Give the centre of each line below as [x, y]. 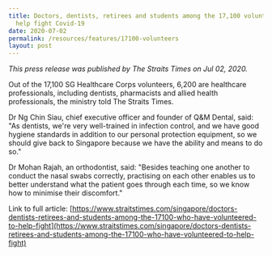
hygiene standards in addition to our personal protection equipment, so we [133, 135]
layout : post [30, 46]
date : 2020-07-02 [38, 31]
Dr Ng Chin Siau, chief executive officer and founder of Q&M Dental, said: [131, 117]
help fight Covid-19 [50, 23]
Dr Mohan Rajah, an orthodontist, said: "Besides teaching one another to [129, 167]
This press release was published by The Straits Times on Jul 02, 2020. [128, 69]
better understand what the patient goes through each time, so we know [129, 185]
